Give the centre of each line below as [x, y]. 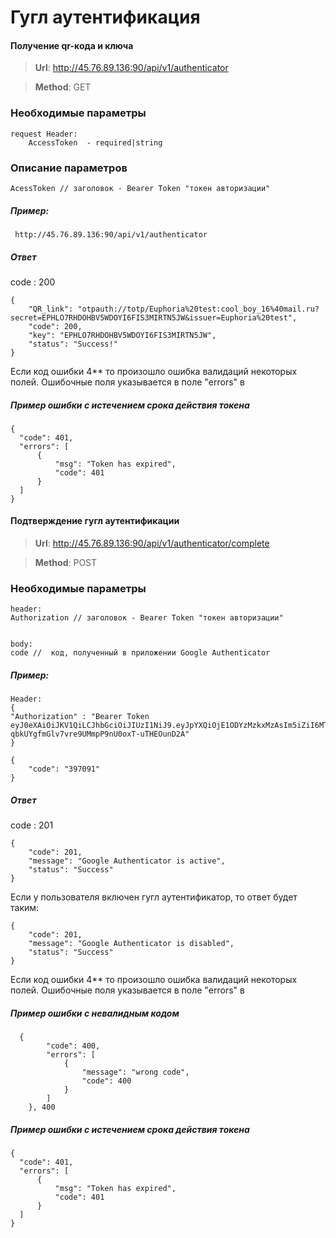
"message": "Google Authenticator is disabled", [131, 944]
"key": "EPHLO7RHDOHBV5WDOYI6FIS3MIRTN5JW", [122, 335]
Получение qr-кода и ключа [72, 45]
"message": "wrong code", [135, 1072]
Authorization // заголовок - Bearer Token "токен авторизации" [147, 618]
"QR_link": [51, 309]
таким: [25, 908]
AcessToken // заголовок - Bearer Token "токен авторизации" [140, 188]
